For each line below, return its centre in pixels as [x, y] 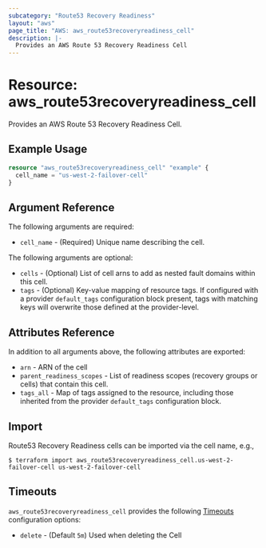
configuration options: [45, 519]
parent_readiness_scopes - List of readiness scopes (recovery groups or [139, 376]
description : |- [35, 38]
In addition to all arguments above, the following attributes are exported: [127, 352]
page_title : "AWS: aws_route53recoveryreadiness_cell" [101, 30]
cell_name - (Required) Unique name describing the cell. [112, 242]
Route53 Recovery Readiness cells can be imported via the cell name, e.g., [131, 446]
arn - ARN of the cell [54, 367]
